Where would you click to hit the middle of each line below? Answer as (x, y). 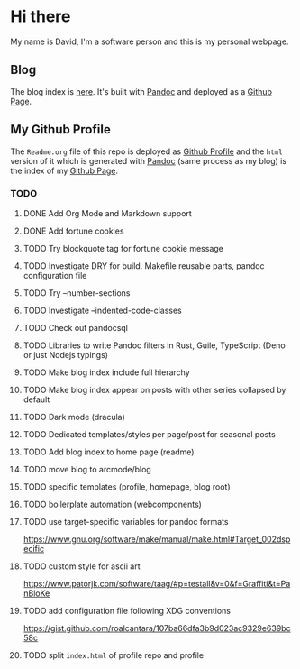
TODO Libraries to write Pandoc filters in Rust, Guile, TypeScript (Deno (155, 345)
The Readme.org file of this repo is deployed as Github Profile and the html (146, 151)
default (36, 399)
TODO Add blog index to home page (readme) (109, 452)
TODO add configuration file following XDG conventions (127, 610)
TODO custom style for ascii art (82, 566)
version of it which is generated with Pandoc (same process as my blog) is (149, 160)
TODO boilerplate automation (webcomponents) (112, 504)
